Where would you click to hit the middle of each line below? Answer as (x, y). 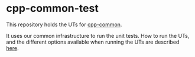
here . (12, 48)
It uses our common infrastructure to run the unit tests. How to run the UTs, (98, 35)
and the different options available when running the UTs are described (93, 42)
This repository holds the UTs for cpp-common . (64, 24)
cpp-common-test (52, 8)
